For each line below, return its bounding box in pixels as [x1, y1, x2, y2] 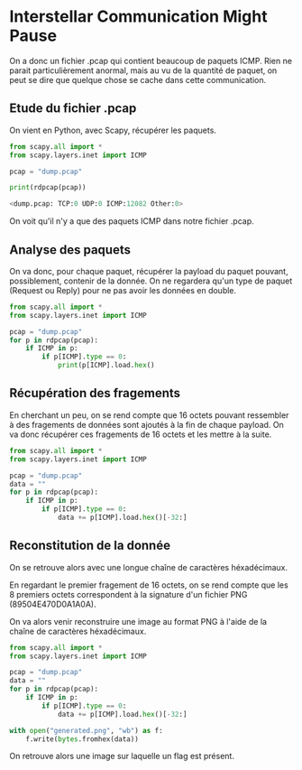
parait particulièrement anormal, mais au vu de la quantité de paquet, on [9, 65, 278, 76]
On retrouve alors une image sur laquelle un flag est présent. [9, 751, 234, 762]
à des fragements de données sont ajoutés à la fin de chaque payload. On [9, 419, 284, 430]
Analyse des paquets [9, 242, 131, 257]
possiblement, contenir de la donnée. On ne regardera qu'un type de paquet [9, 275, 293, 286]
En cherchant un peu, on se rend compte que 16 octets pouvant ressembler [9, 409, 289, 421]
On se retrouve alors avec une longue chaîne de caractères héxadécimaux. [9, 561, 288, 572]
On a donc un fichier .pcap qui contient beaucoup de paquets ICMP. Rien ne [9, 55, 293, 66]
